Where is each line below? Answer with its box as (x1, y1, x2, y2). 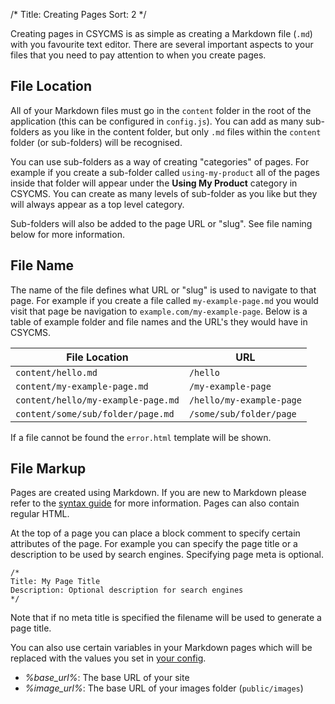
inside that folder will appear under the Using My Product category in (10, 177, 298, 189)
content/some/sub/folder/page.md (15, 408, 175, 419)
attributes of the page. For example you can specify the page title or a (10, 538, 298, 550)
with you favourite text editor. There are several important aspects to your (10, 39, 314, 50)
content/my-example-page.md (15, 380, 149, 392)
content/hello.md (15, 367, 98, 378)
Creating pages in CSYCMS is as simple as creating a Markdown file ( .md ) (10, 28, 313, 39)
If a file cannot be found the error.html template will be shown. (10, 431, 272, 443)
